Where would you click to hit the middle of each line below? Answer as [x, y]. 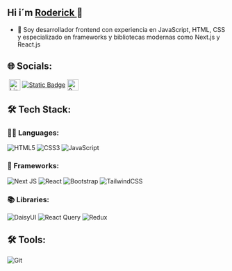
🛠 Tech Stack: [39, 109]
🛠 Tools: [27, 240]
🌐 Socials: [30, 66]
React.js [29, 44]
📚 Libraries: [28, 199]
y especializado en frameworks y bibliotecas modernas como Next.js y [118, 37]
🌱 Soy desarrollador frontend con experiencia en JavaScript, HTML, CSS [121, 29]
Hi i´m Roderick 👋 [45, 13]
